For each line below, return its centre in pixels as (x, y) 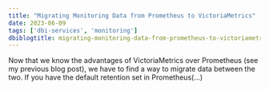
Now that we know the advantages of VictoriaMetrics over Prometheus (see (133, 61)
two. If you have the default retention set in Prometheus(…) (106, 77)
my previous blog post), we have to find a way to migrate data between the (132, 69)
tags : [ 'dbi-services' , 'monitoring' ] (73, 30)
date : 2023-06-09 (37, 23)
